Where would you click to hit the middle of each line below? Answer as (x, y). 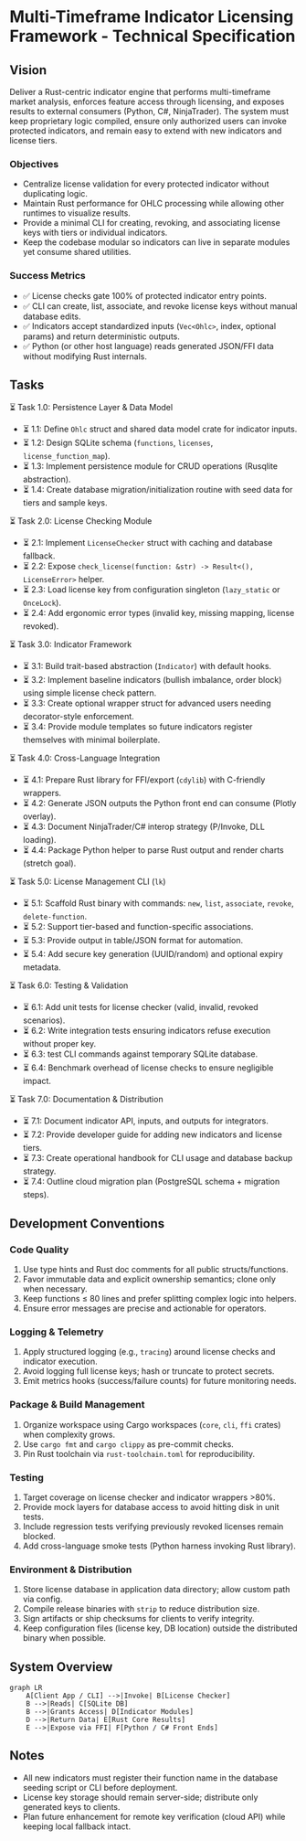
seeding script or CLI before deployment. (100, 1787)
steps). (36, 1195)
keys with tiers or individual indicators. (95, 233)
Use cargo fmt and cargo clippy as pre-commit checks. (128, 1444)
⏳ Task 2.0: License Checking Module (81, 521)
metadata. (42, 967)
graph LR (26, 1688)
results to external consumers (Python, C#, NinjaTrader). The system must (149, 111)
